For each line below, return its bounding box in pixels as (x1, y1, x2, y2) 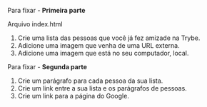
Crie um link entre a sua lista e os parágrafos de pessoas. (17, 84, 187, 92)
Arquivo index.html (7, 20, 63, 28)
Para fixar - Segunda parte (7, 63, 87, 71)
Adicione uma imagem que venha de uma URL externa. (17, 41, 180, 49)
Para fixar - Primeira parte (7, 6, 86, 14)
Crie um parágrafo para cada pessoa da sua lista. (17, 76, 163, 85)
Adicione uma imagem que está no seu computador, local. (17, 49, 189, 57)
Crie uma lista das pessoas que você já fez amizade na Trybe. (17, 34, 201, 42)
